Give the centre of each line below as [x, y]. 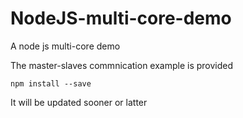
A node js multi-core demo [65, 46]
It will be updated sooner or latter [79, 102]
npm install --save [51, 83]
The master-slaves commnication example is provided [122, 65]
